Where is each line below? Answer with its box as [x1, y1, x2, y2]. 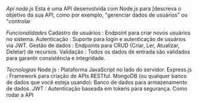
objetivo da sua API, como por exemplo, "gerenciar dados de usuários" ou [6, 11, 188, 18]
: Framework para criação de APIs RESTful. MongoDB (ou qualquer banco [6, 73, 187, 79]
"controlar [6, 18, 31, 24]
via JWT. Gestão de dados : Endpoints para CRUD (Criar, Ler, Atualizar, [6, 42, 180, 49]
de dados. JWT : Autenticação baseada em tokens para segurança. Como [6, 85, 187, 92]
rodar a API [6, 92, 34, 98]
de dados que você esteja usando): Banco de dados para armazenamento [6, 79, 187, 86]
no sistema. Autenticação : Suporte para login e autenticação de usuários [6, 36, 186, 42]
